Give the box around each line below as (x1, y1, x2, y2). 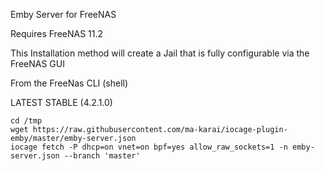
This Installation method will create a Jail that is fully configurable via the (10, 47, 310, 59)
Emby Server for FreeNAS (10, 9, 117, 20)
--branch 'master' (63, 151, 141, 161)
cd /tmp (10, 116, 43, 126)
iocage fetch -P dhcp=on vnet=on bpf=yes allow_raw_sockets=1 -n (10, 142, 288, 152)
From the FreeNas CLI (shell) (10, 77, 129, 89)
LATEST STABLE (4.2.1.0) (10, 97, 113, 108)
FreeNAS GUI (10, 58, 65, 69)
